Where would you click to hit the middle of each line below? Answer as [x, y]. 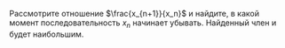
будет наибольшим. [47, 34]
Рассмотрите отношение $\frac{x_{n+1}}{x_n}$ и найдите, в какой [135, 14]
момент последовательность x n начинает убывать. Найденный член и [143, 24]
